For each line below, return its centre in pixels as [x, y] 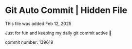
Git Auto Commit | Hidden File [66, 10]
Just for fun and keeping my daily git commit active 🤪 [58, 33]
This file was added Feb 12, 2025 [38, 24]
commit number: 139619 [29, 42]
